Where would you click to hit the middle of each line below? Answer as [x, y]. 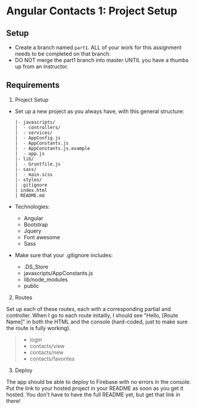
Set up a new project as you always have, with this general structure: [99, 111]
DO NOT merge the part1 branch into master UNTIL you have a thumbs [102, 60]
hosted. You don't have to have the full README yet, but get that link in [93, 394]
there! [13, 401]
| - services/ [34, 133]
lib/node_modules [46, 279]
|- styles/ [28, 180]
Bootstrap [36, 224]
